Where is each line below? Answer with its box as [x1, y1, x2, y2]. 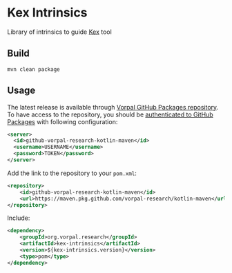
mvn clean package [7, 65, 60, 73]
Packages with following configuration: [7, 117, 118, 125]
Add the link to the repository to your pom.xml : [7, 169, 137, 177]
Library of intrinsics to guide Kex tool [7, 28, 112, 36]
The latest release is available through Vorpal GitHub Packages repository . [7, 103, 219, 111]
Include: [7, 214, 30, 222]
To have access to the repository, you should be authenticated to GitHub [7, 110, 213, 119]
